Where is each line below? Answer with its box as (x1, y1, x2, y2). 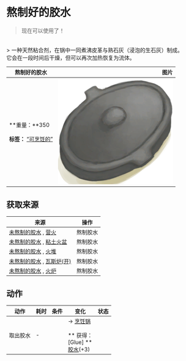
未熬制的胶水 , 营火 (9, 228, 57, 236)
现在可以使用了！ (21, 27, 65, 34)
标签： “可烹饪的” (9, 136, 53, 143)
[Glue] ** (68, 338, 93, 346)
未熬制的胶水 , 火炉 (9, 267, 57, 274)
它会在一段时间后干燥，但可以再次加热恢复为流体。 (6, 54, 135, 61)
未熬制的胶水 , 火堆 (9, 248, 57, 255)
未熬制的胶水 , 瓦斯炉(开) (9, 257, 72, 264)
